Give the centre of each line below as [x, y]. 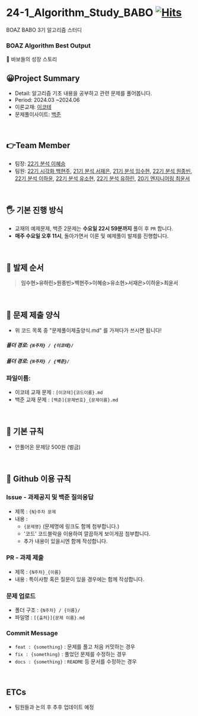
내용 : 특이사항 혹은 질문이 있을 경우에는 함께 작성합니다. [79, 579]
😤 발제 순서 [25, 268]
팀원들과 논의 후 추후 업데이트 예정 [54, 707]
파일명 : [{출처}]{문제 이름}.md [49, 618]
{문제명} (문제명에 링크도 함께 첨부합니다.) [71, 526]
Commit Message [32, 633]
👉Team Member [38, 146]
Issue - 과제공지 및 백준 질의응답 [50, 497]
